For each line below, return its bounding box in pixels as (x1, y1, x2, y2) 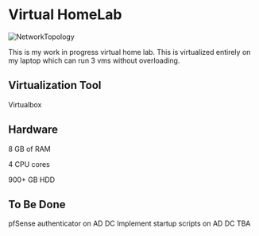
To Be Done (8, 197, 66, 211)
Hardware (8, 123, 58, 137)
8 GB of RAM (8, 144, 51, 153)
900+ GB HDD (8, 175, 56, 184)
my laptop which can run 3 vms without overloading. (8, 56, 180, 65)
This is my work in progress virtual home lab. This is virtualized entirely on (8, 47, 251, 56)
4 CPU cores (8, 159, 50, 168)
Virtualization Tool (8, 79, 102, 92)
